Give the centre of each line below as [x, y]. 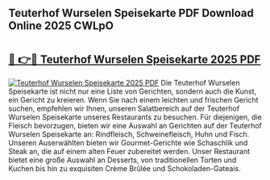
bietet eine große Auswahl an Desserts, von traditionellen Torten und [123, 160]
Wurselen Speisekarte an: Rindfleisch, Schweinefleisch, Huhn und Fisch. [129, 134]
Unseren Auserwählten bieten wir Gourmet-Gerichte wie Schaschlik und [128, 143]
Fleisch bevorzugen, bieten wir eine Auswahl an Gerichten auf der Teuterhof [135, 126]
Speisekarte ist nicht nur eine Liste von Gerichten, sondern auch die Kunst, [133, 91]
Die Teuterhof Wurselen [200, 83]
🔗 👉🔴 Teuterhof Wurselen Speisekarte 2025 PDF [135, 59]
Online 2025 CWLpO [61, 26]
